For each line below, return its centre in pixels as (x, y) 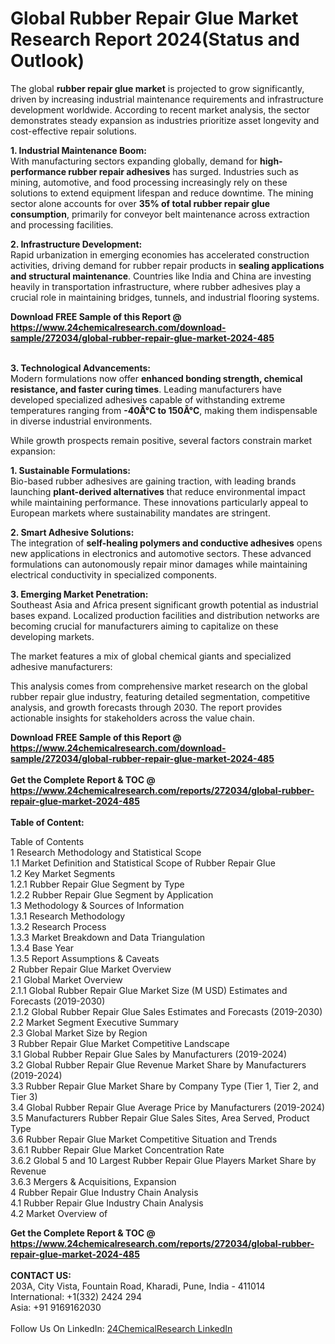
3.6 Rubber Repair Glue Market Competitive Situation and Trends (144, 1139)
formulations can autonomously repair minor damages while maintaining (159, 564)
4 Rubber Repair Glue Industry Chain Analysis (104, 1192)
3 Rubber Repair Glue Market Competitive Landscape (120, 1043)
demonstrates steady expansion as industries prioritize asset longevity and (165, 120)
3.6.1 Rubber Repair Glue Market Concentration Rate (117, 1149)
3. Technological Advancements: (80, 368)
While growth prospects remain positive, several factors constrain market (161, 440)
